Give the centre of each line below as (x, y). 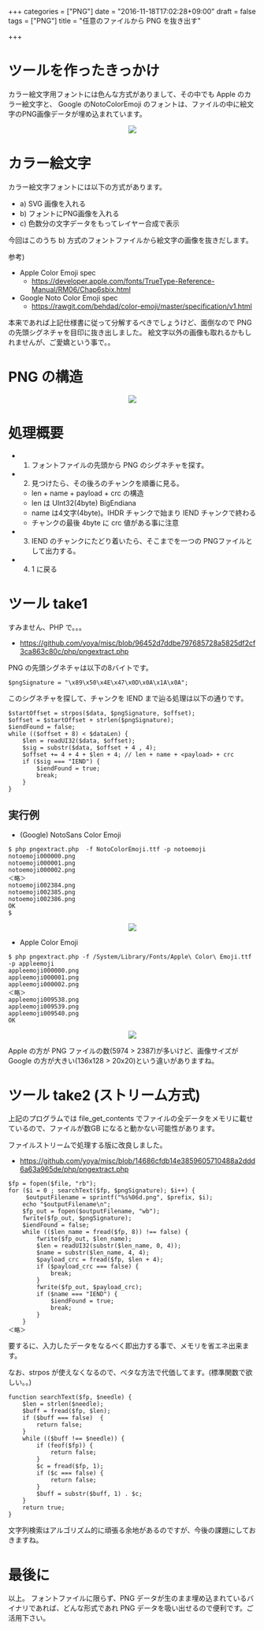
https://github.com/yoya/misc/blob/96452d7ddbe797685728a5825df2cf (138, 643)
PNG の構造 (46, 377)
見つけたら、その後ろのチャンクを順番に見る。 (107, 483)
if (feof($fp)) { (65, 1446)
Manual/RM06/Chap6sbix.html (81, 289)
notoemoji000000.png (42, 856)
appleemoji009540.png (44, 1013)
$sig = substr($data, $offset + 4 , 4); (89, 748)
